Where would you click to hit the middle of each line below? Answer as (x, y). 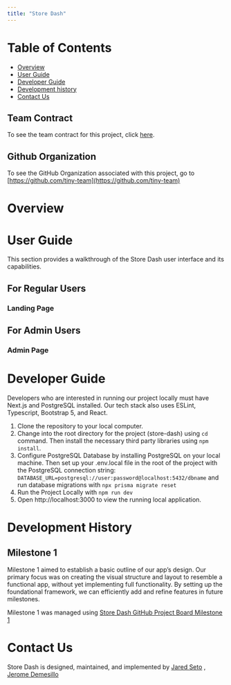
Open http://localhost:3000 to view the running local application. (109, 500)
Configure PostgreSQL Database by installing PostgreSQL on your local (119, 455)
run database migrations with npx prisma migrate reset (97, 484)
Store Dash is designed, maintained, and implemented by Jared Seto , (107, 667)
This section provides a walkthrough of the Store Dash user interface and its (116, 259)
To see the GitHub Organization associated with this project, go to (101, 173)
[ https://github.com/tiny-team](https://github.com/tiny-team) (94, 181)
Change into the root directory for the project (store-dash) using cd (112, 433)
